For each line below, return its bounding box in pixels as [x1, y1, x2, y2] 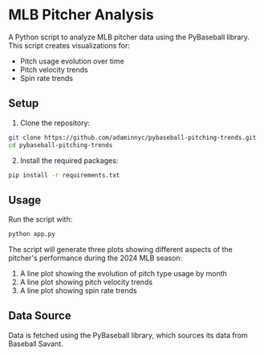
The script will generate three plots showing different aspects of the [8, 245, 233, 255]
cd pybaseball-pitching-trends [8, 141, 113, 149]
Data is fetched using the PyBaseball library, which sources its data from [8, 330, 249, 340]
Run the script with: [8, 214, 73, 224]
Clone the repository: [19, 118, 91, 128]
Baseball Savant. [8, 339, 64, 349]
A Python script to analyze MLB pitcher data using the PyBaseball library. [8, 32, 250, 42]
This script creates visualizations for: [8, 40, 131, 50]
